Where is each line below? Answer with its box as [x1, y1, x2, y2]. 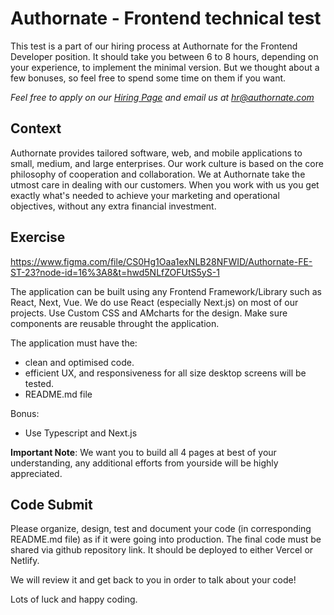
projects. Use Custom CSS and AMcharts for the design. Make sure [10, 307, 288, 319]
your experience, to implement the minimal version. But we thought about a [10, 61, 320, 73]
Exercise [10, 229, 66, 246]
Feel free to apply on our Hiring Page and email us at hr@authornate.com [10, 91, 315, 103]
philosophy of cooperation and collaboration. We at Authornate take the [10, 168, 306, 180]
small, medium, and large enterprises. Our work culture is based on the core [10, 157, 324, 169]
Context [10, 120, 62, 137]
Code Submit [10, 496, 93, 513]
